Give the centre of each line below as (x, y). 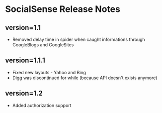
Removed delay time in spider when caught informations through (79, 39)
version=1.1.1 (25, 60)
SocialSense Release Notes (63, 9)
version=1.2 (24, 93)
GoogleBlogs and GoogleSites (43, 45)
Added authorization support (42, 105)
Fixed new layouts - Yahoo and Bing (49, 72)
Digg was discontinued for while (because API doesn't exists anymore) (85, 78)
